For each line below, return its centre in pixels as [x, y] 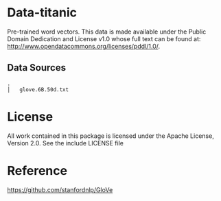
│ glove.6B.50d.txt [38, 90]
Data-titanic [42, 13]
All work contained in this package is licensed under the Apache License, [110, 136]
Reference [37, 170]
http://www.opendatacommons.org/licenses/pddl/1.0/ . [84, 46]
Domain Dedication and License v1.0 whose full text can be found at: [104, 38]
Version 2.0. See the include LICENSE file [65, 143]
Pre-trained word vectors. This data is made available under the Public [107, 32]
